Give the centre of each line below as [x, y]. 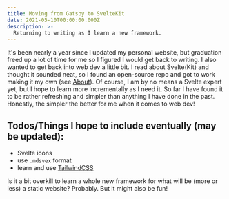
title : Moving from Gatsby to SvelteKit [66, 13]
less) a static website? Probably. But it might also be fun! [87, 189]
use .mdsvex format [44, 160]
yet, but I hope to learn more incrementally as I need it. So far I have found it [115, 89]
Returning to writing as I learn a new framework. [88, 33]
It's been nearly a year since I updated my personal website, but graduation [114, 53]
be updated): [36, 136]
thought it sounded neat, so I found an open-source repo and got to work [111, 75]
